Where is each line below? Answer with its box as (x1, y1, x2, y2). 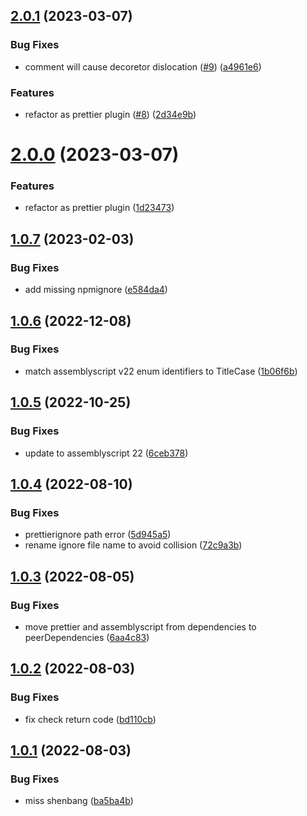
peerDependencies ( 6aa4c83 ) (24, 631, 150, 643)
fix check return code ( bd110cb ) (24, 713, 157, 725)
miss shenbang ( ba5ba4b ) (24, 795, 134, 807)
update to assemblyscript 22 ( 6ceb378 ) (24, 447, 189, 459)
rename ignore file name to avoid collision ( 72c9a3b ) (24, 539, 243, 551)
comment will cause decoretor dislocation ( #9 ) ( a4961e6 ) (24, 60, 262, 73)
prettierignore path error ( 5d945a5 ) (24, 529, 172, 541)
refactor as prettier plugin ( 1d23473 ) (24, 202, 175, 214)
